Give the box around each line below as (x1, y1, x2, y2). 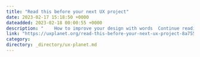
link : (6, 31, 20, 37)
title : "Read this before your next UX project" (6, 8, 129, 15)
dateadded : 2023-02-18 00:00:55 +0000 (6, 20, 102, 26)
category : (6, 36, 31, 42)
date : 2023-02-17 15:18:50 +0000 (6, 14, 89, 20)
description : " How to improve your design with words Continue (6, 25, 180, 31)
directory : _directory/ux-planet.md (6, 42, 97, 48)
